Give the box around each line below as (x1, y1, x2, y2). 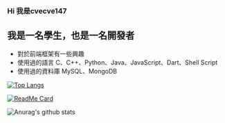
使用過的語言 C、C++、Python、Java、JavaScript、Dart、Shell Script (17, 58, 218, 67)
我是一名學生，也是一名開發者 (7, 30, 135, 42)
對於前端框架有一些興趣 (17, 49, 84, 58)
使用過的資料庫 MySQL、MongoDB (17, 67, 118, 75)
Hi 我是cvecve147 (7, 6, 67, 15)
